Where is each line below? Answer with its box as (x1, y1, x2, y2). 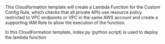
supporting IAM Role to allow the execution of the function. (5, 20, 126, 25)
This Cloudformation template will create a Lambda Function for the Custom (5, 4, 161, 10)
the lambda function (5, 34, 46, 40)
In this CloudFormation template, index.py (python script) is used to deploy (5, 29, 158, 35)
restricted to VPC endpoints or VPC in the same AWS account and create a (5, 15, 158, 20)
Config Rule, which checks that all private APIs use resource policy (5, 9, 143, 15)
